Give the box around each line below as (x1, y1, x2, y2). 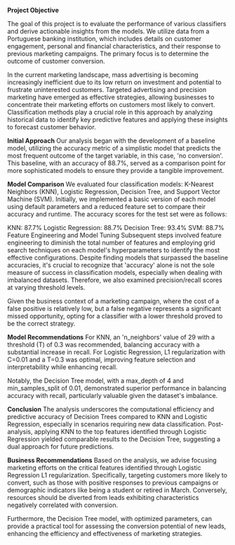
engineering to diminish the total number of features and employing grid (7, 238, 215, 247)
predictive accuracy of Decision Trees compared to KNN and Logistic (7, 413, 208, 421)
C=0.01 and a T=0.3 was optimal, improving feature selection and (7, 355, 196, 364)
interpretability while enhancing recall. (7, 363, 118, 371)
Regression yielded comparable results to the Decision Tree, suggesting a (7, 435, 221, 443)
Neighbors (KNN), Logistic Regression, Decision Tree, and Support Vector (7, 188, 221, 195)
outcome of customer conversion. (7, 57, 105, 65)
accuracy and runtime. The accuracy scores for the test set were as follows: (7, 210, 227, 218)
